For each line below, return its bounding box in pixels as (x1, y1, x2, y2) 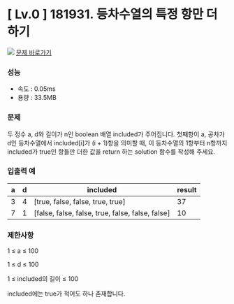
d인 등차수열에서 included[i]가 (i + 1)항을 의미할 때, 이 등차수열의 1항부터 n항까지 (7, 138, 228, 147)
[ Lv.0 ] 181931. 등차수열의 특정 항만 (7, 6, 204, 22)
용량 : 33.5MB (17, 94, 57, 102)
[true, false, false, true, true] (34, 196, 126, 206)
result (177, 184, 197, 194)
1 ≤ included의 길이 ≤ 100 (7, 275, 79, 283)
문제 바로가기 (15, 48, 52, 57)
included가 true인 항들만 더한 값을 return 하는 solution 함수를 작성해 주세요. (7, 147, 215, 156)
